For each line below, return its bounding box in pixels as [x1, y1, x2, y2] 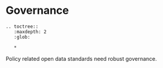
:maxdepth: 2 [13, 28, 47, 35]
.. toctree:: [5, 23, 39, 29]
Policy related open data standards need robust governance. [5, 55, 157, 62]
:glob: [13, 34, 31, 40]
